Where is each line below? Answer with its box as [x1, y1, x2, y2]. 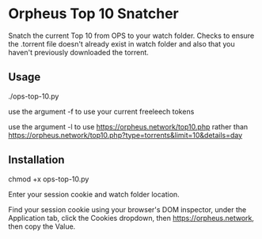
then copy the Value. [8, 222, 76, 231]
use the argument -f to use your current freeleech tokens [8, 106, 195, 116]
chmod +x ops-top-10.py [8, 174, 89, 184]
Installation [8, 153, 65, 166]
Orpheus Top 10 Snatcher [8, 5, 180, 23]
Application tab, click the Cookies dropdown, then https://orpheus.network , [8, 213, 255, 222]
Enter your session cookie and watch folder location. [8, 189, 180, 199]
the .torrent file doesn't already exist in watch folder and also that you [8, 39, 235, 48]
